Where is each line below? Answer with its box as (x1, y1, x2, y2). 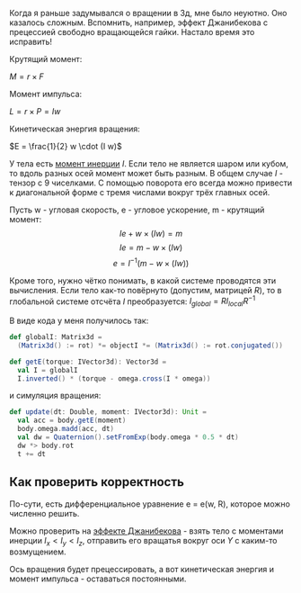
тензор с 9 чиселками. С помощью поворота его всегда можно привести (9, 177, 293, 188)
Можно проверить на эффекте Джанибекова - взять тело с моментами (9, 526, 284, 536)
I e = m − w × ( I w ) (119, 242, 183, 253)
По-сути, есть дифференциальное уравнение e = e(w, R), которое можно (9, 499, 290, 509)
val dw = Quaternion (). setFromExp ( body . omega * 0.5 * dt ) (17, 433, 240, 442)
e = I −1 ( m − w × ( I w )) (112, 256, 190, 268)
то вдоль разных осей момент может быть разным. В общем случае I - (9, 168, 283, 178)
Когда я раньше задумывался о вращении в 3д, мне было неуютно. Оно (9, 8, 288, 18)
